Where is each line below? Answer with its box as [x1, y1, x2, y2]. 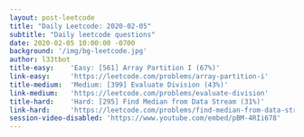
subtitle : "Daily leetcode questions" [9, 30, 156, 39]
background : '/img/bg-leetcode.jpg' [9, 47, 147, 56]
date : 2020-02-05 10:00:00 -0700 [9, 38, 136, 48]
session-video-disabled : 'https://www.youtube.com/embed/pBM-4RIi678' [9, 114, 281, 123]
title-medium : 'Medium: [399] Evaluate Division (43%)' [9, 80, 229, 89]
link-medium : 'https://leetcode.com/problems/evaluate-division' [9, 88, 270, 97]
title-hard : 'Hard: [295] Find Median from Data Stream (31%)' [9, 96, 265, 106]
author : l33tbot [9, 55, 71, 64]
